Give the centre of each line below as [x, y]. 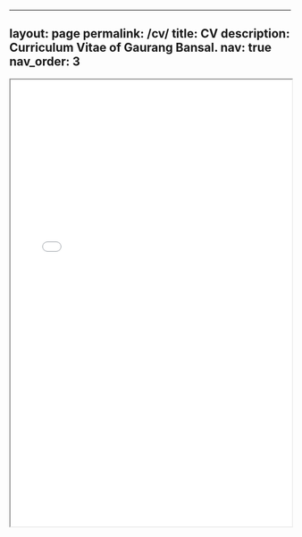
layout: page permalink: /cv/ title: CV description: [150, 34]
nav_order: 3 [45, 62]
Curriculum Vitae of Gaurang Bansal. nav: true [141, 48]
